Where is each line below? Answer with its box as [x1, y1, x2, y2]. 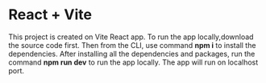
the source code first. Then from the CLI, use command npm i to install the [8, 40, 256, 49]
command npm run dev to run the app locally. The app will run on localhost [8, 57, 259, 67]
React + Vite [8, 6, 93, 24]
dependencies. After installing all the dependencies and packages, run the [8, 49, 256, 58]
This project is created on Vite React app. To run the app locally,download [8, 32, 254, 41]
